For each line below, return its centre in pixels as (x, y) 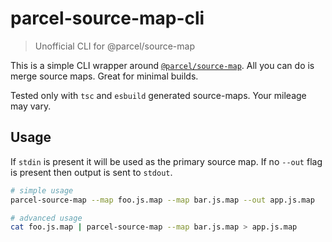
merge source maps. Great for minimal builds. (104, 76)
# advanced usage (46, 218)
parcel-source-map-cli (107, 18)
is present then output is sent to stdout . (91, 172)
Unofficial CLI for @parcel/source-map (115, 46)
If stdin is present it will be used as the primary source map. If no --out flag (166, 161)
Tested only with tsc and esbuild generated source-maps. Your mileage (158, 95)
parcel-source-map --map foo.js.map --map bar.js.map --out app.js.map (162, 200)
